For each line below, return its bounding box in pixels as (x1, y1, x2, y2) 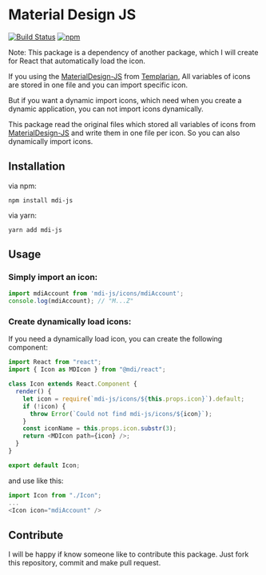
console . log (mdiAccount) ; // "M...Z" (8, 297, 134, 305)
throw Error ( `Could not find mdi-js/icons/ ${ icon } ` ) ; (29, 409, 213, 417)
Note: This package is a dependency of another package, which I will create (8, 47, 259, 57)
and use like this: (8, 476, 64, 485)
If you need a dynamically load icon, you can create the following (8, 334, 223, 344)
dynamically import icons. (8, 136, 93, 146)
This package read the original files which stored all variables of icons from (8, 119, 256, 129)
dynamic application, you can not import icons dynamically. (8, 104, 204, 114)
